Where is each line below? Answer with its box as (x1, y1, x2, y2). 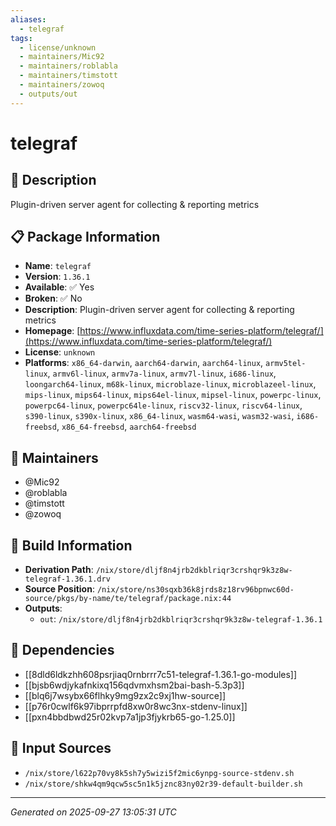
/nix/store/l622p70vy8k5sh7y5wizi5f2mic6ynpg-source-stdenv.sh (24, 768, 295, 778)
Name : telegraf (24, 260, 92, 272)
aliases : (10, 14, 47, 25)
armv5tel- (265, 359, 307, 369)
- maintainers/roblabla (19, 61, 118, 71)
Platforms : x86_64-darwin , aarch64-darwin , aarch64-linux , (24, 357, 264, 369)
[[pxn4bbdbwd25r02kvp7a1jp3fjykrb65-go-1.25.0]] (24, 711, 236, 723)
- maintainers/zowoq (19, 80, 105, 90)
